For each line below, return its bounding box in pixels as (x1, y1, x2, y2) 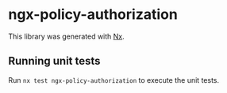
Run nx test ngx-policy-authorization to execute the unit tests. (8, 75, 220, 84)
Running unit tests (8, 54, 101, 68)
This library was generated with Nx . (8, 32, 125, 41)
